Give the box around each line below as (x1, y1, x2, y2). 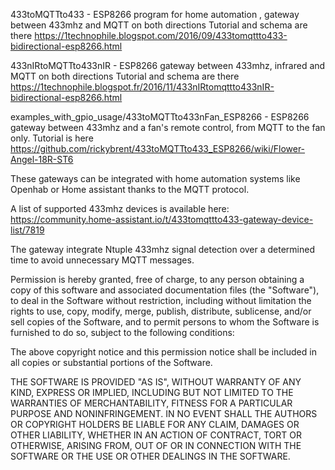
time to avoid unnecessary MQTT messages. (10, 254, 195, 266)
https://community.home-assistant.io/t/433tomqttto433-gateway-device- (10, 214, 314, 225)
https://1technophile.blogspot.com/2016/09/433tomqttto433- (34, 30, 288, 41)
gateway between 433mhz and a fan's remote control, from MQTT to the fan (10, 122, 326, 133)
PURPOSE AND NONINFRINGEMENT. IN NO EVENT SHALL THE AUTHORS (10, 408, 318, 419)
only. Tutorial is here (10, 132, 94, 144)
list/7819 (10, 224, 45, 236)
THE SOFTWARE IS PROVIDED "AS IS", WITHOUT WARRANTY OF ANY (10, 376, 302, 388)
